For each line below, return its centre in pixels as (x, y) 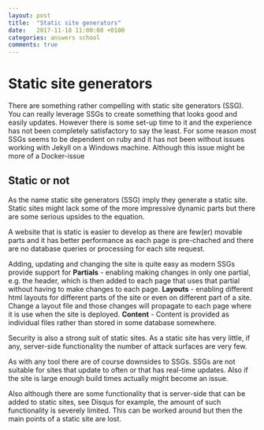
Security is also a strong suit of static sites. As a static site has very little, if (129, 338)
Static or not (39, 181)
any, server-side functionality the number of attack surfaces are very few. (128, 346)
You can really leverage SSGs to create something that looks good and (123, 114)
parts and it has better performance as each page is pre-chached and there (131, 240)
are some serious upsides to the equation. (76, 216)
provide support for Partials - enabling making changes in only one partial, (129, 272)
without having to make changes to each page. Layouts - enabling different (131, 289)
